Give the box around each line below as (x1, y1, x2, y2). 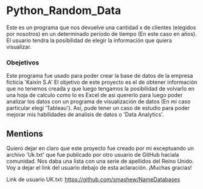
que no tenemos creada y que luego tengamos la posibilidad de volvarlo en (6, 85, 195, 92)
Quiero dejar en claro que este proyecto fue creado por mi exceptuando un (6, 145, 194, 152)
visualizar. (6, 43, 32, 50)
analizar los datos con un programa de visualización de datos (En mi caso (6, 98, 191, 105)
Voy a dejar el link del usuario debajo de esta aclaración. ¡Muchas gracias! (6, 164, 192, 171)
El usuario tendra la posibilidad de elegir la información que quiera (6, 36, 172, 44)
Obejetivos (6, 58, 40, 67)
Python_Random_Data (6, 4, 122, 18)
